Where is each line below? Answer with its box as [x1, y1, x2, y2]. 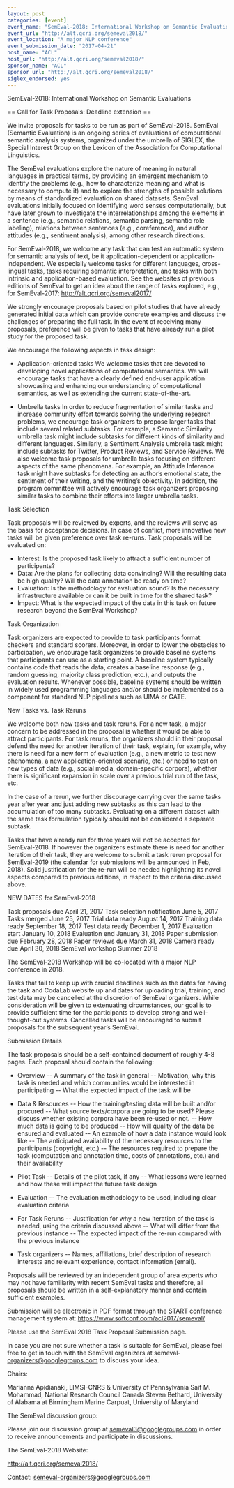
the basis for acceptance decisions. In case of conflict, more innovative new [7, 526, 226, 535]
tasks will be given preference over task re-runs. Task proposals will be [7, 533, 212, 542]
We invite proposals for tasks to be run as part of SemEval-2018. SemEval [7, 121, 219, 130]
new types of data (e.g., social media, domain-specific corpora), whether [7, 764, 217, 773]
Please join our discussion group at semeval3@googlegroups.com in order [7, 1425, 221, 1434]
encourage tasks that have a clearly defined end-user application [17, 374, 205, 382]
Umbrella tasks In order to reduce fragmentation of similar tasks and [17, 403, 214, 411]
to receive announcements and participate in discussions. [7, 1432, 173, 1441]
